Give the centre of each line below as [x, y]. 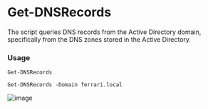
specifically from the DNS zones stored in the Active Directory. [99, 39]
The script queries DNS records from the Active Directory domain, [104, 32]
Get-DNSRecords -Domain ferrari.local [65, 85]
